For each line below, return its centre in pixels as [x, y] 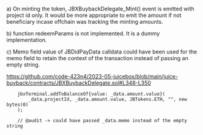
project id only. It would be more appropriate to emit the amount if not [94, 15]
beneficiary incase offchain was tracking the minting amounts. [85, 22]
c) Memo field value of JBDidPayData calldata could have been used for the [102, 52]
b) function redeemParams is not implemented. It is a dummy [83, 33]
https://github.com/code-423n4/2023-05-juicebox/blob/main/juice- [92, 76]
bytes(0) [17, 105]
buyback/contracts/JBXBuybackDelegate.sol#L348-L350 [79, 83]
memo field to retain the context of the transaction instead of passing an [97, 58]
